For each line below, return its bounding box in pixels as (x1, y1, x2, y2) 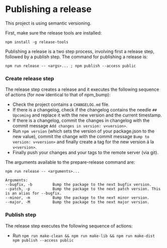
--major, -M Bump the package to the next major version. (5, 200, 150, 205)
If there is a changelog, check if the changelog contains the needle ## (12, 107, 157, 113)
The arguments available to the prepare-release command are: (5, 159, 135, 165)
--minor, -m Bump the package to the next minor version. (5, 195, 150, 200)
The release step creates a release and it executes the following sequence (5, 86, 159, 92)
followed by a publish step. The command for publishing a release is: (5, 54, 148, 60)
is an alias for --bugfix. (5, 191, 62, 196)
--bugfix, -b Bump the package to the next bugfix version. (5, 182, 152, 187)
